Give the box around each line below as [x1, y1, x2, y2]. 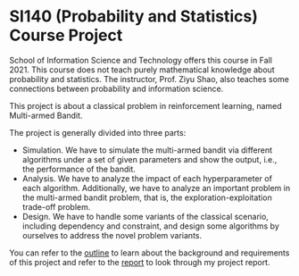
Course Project [9, 25, 123, 46]
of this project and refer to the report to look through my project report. [9, 256, 270, 267]
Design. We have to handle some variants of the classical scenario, [21, 211, 270, 222]
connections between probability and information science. [9, 83, 224, 94]
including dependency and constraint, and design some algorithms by [21, 221, 279, 231]
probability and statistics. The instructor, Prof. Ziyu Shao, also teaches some [9, 73, 290, 84]
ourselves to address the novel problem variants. [21, 230, 203, 240]
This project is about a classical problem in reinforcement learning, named [9, 100, 283, 111]
